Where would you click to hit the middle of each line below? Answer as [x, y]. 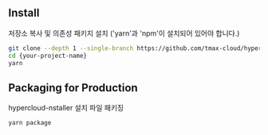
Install [24, 13]
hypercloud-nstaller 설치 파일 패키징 [66, 108]
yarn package [30, 123]
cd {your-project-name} [48, 56]
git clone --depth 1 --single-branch [71, 48]
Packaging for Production [73, 88]
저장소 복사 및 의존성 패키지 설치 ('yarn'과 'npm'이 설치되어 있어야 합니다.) [124, 33]
